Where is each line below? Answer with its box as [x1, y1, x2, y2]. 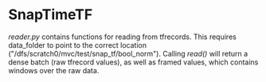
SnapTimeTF [8, 6, 93, 24]
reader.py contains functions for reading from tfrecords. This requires [8, 32, 237, 41]
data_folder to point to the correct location [8, 40, 147, 49]
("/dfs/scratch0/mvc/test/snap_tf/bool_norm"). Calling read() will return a [8, 49, 248, 58]
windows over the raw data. [8, 65, 100, 75]
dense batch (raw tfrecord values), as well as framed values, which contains [8, 57, 259, 67]
